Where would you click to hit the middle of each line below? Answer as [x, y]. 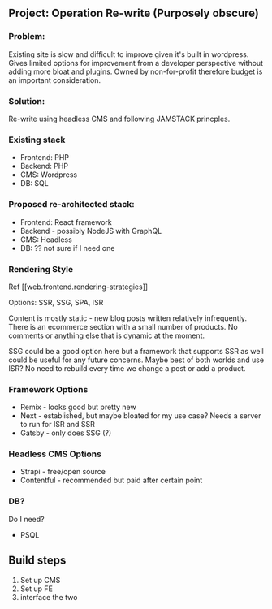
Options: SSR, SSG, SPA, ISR [56, 302]
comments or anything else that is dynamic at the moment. [107, 335]
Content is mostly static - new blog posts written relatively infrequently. [128, 318]
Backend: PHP [44, 166]
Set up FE [36, 589]
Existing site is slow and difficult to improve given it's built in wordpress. [129, 54]
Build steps [37, 561]
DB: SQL [34, 184]
